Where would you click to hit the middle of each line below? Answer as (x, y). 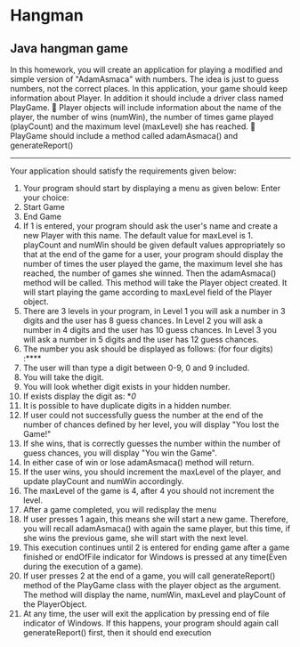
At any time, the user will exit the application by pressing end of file (146, 614)
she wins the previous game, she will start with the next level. (135, 538)
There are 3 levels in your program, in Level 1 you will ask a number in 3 (154, 311)
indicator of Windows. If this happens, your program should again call (150, 623)
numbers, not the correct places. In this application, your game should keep (149, 89)
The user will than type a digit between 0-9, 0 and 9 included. (136, 368)
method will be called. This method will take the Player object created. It (155, 283)
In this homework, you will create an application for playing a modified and (146, 69)
